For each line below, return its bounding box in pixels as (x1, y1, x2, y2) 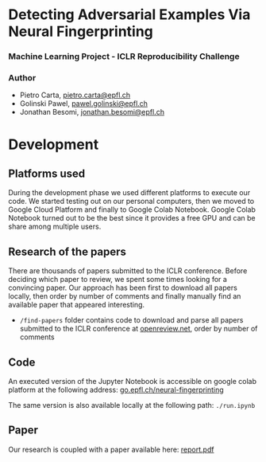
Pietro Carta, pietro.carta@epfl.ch (19, 90, 131, 100)
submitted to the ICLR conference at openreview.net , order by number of (19, 324, 258, 334)
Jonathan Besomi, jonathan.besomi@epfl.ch (19, 108, 165, 117)
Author (8, 72, 37, 84)
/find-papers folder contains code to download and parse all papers (19, 315, 244, 325)
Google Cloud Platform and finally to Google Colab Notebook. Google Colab (8, 205, 256, 214)
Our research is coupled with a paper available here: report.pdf (8, 444, 214, 454)
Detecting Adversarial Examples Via (8, 6, 251, 24)
